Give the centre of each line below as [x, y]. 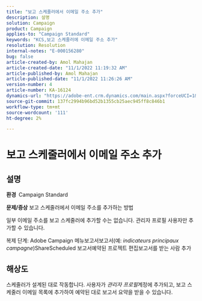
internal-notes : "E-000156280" [45, 51]
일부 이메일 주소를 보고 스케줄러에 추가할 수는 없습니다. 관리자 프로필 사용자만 [97, 220]
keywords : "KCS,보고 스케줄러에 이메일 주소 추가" [62, 40]
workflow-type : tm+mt [33, 107]
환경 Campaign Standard [37, 195]
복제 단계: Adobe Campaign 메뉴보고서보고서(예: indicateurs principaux [93, 241]
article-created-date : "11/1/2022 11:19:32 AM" [67, 68]
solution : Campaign [31, 23]
